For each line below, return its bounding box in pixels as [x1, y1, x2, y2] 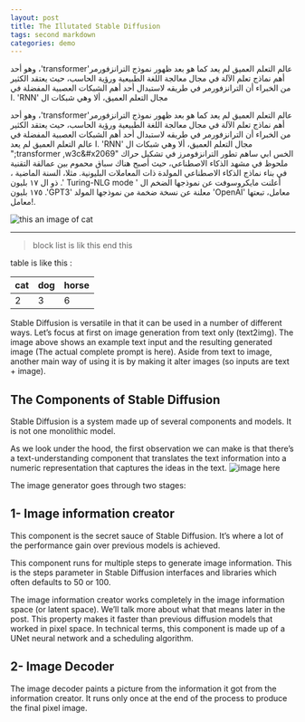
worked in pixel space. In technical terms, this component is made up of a [10, 622, 286, 634]
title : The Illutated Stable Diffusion [10, 22, 161, 31]
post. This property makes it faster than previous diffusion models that [10, 613, 273, 624]
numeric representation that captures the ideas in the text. [10, 463, 227, 474]
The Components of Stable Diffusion [10, 391, 221, 408]
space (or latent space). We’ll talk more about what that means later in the [10, 603, 286, 614]
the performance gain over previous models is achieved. [10, 540, 221, 551]
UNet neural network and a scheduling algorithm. [10, 632, 194, 643]
